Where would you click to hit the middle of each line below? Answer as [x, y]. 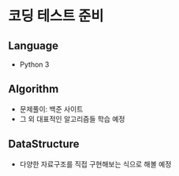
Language [34, 45]
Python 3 [34, 64]
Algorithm [34, 89]
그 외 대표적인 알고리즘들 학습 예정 [72, 119]
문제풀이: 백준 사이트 [51, 109]
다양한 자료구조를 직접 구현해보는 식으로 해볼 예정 [95, 164]
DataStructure [44, 144]
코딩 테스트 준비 [56, 16]
